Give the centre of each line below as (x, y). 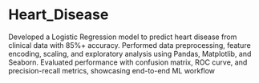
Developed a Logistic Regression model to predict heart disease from (123, 37)
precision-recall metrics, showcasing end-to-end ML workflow (111, 70)
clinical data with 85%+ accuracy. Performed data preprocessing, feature (129, 45)
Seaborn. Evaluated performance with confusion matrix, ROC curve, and (128, 62)
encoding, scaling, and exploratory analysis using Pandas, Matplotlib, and (130, 53)
